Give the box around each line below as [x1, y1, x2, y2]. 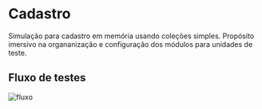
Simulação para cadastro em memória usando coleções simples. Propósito [8, 31, 254, 41]
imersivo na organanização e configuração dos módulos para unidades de [8, 39, 253, 49]
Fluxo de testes [8, 71, 86, 84]
